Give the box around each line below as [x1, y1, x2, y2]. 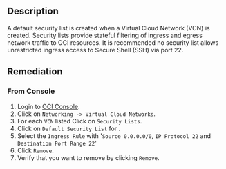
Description [7, 6, 59, 17]
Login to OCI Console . [17, 102, 80, 110]
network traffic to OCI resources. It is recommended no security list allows [7, 38, 219, 47]
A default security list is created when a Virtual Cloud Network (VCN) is [7, 23, 210, 32]
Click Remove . [17, 146, 54, 155]
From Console [7, 86, 55, 96]
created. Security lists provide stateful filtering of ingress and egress [7, 31, 203, 39]
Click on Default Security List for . [17, 124, 121, 132]
